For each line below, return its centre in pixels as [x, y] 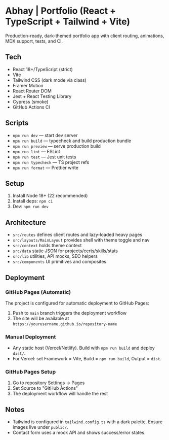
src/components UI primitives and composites [59, 262]
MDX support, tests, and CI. [34, 41]
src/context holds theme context [47, 246]
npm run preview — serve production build [57, 146]
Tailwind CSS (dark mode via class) [50, 80]
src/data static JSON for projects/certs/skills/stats [65, 251]
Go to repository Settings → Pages [49, 383]
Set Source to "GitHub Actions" [45, 388]
